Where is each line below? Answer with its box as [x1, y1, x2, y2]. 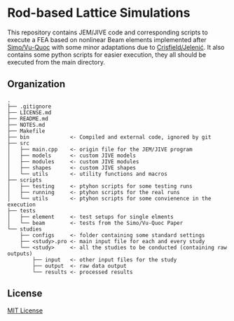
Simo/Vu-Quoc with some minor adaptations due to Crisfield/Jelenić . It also [7, 43, 225, 51]
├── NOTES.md [7, 121, 46, 128]
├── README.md [7, 115, 49, 122]
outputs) [7, 250, 33, 257]
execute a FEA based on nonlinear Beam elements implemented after [7, 35, 207, 43]
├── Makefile [7, 128, 46, 135]
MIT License [7, 306, 43, 315]
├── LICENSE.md [7, 109, 52, 116]
